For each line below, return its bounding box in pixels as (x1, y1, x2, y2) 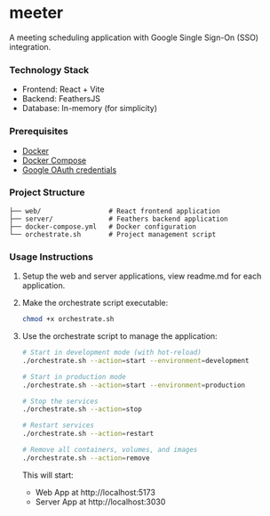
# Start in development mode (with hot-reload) (21, 348, 202, 357)
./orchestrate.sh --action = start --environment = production (21, 381, 246, 390)
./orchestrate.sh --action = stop (21, 405, 142, 414)
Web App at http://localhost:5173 (35, 487, 155, 497)
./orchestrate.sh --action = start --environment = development (21, 356, 250, 365)
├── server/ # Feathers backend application (9, 214, 228, 223)
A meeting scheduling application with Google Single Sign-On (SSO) (9, 32, 259, 43)
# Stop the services (21, 397, 99, 406)
